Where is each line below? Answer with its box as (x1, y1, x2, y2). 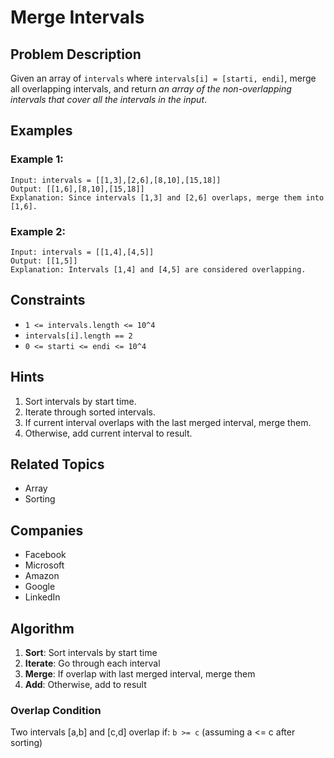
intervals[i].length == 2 (24, 331, 133, 341)
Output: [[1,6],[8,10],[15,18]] (10, 184, 145, 194)
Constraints (10, 292, 86, 309)
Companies (10, 522, 84, 539)
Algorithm (10, 620, 75, 637)
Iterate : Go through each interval (24, 657, 161, 670)
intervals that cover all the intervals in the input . (10, 94, 208, 105)
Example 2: (10, 224, 66, 238)
